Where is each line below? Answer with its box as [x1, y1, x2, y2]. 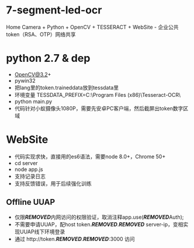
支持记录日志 [14, 173, 46, 180]
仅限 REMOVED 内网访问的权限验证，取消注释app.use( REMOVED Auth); [14, 214, 184, 221]
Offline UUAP [6, 197, 56, 207]
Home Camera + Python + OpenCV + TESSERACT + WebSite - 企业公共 [6, 23, 179, 30]
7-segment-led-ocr [6, 4, 102, 17]
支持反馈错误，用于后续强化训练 [14, 180, 92, 187]
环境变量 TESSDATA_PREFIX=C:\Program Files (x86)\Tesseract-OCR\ [14, 91, 181, 98]
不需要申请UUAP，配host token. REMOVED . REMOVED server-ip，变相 [14, 221, 183, 228]
